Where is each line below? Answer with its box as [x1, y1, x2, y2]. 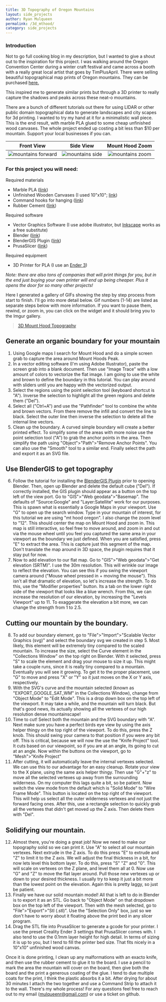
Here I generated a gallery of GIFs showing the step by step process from [5, 291, 155, 298]
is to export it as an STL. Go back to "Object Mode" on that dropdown [12, 897, 155, 903]
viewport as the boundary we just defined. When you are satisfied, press [12, 536, 161, 542]
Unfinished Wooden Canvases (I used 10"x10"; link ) [12, 192, 118, 198]
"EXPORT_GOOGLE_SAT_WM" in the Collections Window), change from [12, 690, 159, 696]
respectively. [12, 680, 39, 686]
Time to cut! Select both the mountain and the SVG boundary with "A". [12, 716, 155, 722]
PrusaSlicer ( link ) [12, 243, 48, 249]
